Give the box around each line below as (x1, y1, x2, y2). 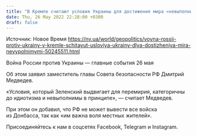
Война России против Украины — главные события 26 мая (6, 59, 154, 66)
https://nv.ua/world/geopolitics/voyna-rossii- (67, 36, 176, 43)
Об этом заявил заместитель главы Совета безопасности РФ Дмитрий (6, 71, 185, 78)
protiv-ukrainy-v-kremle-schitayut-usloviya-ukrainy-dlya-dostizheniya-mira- (6, 42, 191, 49)
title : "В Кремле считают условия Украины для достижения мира (6, 8, 164, 15)
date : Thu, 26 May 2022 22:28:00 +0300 (6, 14, 104, 20)
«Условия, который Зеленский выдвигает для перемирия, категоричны (6, 89, 185, 96)
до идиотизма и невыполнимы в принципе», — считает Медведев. (6, 94, 174, 101)
